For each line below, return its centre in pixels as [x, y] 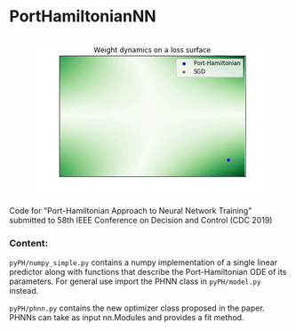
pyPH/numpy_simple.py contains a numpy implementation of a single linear [144, 262]
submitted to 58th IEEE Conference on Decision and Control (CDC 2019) [141, 220]
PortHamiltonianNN [83, 16]
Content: [29, 243]
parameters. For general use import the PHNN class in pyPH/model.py [135, 281]
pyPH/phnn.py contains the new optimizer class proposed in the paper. [137, 308]
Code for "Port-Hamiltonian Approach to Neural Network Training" [131, 210]
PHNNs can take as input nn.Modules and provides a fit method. [127, 318]
